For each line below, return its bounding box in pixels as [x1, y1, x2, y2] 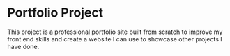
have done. [7, 42, 40, 50]
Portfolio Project [7, 5, 104, 21]
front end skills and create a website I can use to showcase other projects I [7, 35, 223, 43]
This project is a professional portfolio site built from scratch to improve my [7, 28, 223, 36]
